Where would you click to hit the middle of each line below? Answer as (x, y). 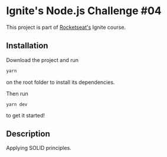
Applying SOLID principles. (39, 148)
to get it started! (26, 115)
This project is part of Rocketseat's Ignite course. (66, 27)
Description (28, 134)
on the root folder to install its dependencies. (60, 82)
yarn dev (17, 104)
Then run (17, 93)
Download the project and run (42, 60)
